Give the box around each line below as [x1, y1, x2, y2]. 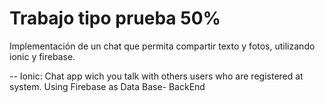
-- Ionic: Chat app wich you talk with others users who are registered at [9, 70, 304, 82]
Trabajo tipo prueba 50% [9, 7, 221, 30]
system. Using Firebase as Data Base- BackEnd [9, 80, 206, 92]
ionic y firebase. [9, 50, 76, 62]
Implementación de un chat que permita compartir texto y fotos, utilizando [9, 40, 316, 52]
